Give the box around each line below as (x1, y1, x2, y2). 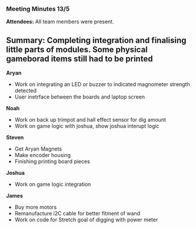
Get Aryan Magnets (14, 145, 62, 152)
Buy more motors (14, 204, 57, 211)
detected (14, 87, 37, 94)
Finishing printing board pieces (14, 158, 90, 165)
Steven (6, 134, 24, 141)
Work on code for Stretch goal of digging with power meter (14, 216, 158, 223)
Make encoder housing (14, 152, 71, 159)
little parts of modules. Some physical (6, 44, 148, 54)
